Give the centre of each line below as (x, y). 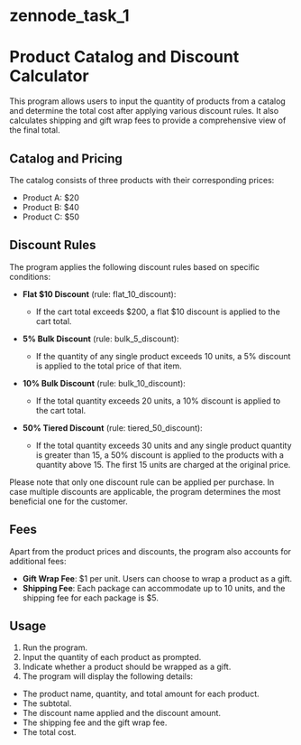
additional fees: (38, 561)
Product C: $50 (50, 217)
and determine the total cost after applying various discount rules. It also (144, 111)
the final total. (35, 130)
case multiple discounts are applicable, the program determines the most (145, 491)
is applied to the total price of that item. (109, 366)
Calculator (49, 76)
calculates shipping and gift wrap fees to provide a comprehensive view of (148, 121)
